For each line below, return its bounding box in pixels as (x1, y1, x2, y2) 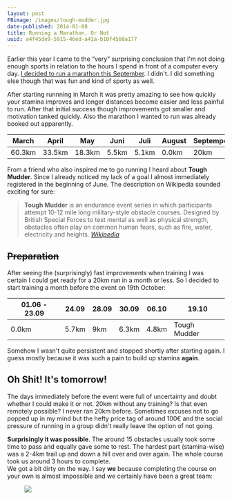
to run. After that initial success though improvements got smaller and (7, 105, 206, 113)
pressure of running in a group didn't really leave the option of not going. (7, 421, 214, 429)
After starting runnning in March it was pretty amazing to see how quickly (7, 91, 216, 99)
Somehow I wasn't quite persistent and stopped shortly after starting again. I (7, 346, 225, 355)
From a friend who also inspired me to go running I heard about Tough (7, 165, 207, 174)
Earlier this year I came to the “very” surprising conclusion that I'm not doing (7, 55, 225, 63)
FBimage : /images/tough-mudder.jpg (7, 17, 110, 24)
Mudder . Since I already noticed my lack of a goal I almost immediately (7, 173, 209, 181)
